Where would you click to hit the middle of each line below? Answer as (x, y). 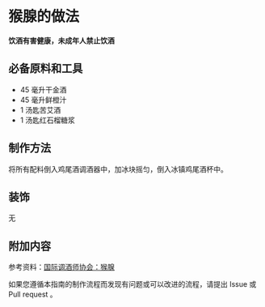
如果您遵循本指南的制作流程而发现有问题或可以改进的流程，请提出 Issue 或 (132, 284)
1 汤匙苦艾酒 (40, 109)
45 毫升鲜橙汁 (43, 100)
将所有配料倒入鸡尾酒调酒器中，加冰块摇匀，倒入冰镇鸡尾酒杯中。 (118, 169)
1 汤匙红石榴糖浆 (47, 120)
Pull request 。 (33, 294)
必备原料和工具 (46, 68)
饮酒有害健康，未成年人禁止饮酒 (61, 41)
